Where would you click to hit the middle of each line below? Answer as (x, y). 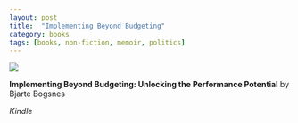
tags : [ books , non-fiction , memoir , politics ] (97, 42)
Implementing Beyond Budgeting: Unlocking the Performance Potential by (149, 85)
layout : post (33, 17)
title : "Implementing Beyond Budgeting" (87, 26)
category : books (39, 34)
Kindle (21, 111)
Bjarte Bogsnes (37, 94)
